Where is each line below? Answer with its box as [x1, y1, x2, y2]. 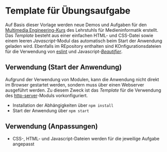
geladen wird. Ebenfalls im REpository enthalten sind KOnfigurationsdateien [5, 43, 161, 49]
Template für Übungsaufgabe [5, 5, 131, 17]
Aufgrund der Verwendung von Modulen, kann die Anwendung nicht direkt [5, 76, 159, 83]
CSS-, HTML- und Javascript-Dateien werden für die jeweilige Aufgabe [12, 135, 159, 141]
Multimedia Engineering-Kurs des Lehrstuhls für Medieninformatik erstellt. [5, 27, 158, 33]
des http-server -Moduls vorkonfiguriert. [5, 92, 88, 98]
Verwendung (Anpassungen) [5, 122, 98, 131]
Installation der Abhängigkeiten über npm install [12, 102, 114, 108]
